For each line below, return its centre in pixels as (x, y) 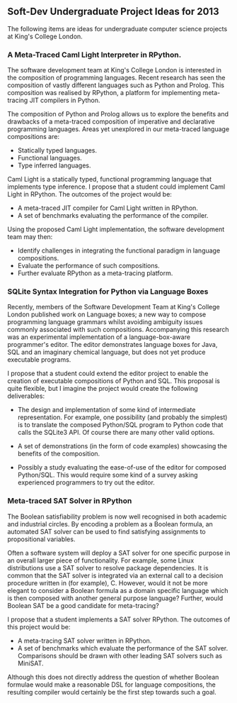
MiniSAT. (30, 663)
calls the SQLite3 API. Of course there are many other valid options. (116, 433)
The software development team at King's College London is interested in (114, 70)
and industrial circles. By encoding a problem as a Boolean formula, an (110, 524)
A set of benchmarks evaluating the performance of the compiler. (113, 216)
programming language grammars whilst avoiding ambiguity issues (105, 322)
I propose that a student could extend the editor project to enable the (108, 373)
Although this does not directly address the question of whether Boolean (113, 677)
